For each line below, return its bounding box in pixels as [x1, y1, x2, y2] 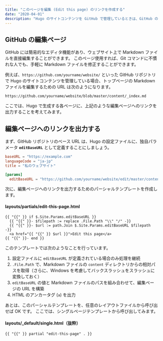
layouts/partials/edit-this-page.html [5, 203, 80, 209]
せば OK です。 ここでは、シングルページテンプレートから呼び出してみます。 [5, 308, 159, 314]
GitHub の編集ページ [5, 35, 66, 44]
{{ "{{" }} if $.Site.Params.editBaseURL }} [5, 214, 97, 219]
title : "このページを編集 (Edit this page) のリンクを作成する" [5, 7, 125, 12]
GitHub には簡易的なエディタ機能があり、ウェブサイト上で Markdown [5, 49, 144, 55]
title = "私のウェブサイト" [5, 163, 56, 168]
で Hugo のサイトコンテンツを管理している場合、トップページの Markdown [5, 78, 155, 84]
